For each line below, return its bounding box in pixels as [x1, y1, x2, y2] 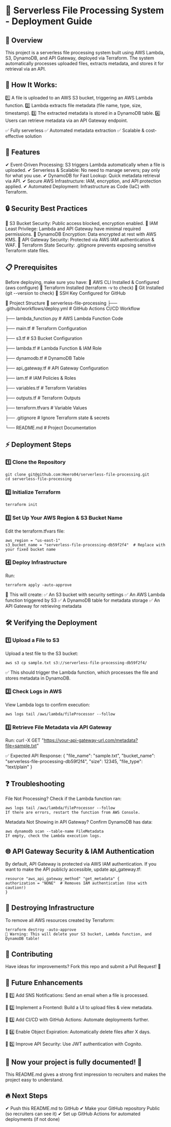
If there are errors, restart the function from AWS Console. [5, 810, 140, 815]
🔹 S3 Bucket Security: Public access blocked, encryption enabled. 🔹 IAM [5, 220, 158, 227]
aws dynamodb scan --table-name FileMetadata [5, 829, 104, 834]
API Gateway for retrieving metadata [5, 603, 82, 609]
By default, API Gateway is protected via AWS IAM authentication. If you [5, 860, 157, 867]
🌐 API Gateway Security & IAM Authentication [5, 847, 155, 856]
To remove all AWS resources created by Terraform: [5, 917, 115, 923]
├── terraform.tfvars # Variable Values [5, 405, 87, 411]
